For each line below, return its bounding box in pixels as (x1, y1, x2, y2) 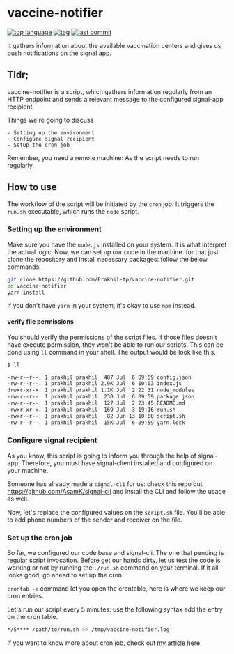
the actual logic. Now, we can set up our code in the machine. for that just (7, 247, 219, 256)
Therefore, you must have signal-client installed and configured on (21, 458, 213, 467)
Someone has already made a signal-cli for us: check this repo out (7, 479, 203, 488)
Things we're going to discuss (7, 116, 94, 124)
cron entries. (7, 592, 44, 600)
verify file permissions (7, 318, 75, 326)
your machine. (7, 466, 49, 474)
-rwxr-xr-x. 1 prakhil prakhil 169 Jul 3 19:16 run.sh (7, 406, 176, 413)
